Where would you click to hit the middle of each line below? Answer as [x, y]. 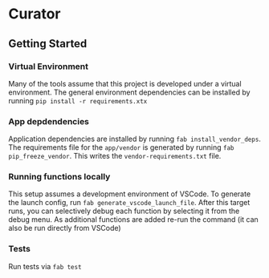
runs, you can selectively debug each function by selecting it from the [124, 211]
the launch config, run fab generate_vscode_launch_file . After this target [129, 203]
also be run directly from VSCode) [65, 228]
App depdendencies [49, 121]
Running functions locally [59, 177]
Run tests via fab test [45, 266]
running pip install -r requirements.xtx [78, 100]
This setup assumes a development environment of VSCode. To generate [130, 194]
